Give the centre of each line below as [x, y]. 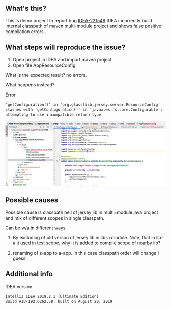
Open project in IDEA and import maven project [62, 59]
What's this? [26, 8]
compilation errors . [26, 31]
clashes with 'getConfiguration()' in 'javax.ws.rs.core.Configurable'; [84, 110]
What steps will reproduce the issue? [65, 48]
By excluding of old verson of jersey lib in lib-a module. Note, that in [84, 237]
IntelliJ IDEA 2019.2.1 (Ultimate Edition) [52, 296]
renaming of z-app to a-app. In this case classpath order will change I [86, 253]
